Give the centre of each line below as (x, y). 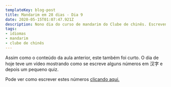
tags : (11, 29)
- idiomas (16, 34)
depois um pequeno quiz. (32, 69)
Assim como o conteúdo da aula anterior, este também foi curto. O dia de (82, 57)
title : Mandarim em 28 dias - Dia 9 (44, 15)
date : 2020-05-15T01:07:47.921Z (39, 19)
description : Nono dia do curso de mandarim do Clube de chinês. (76, 24)
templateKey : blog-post (31, 10)
